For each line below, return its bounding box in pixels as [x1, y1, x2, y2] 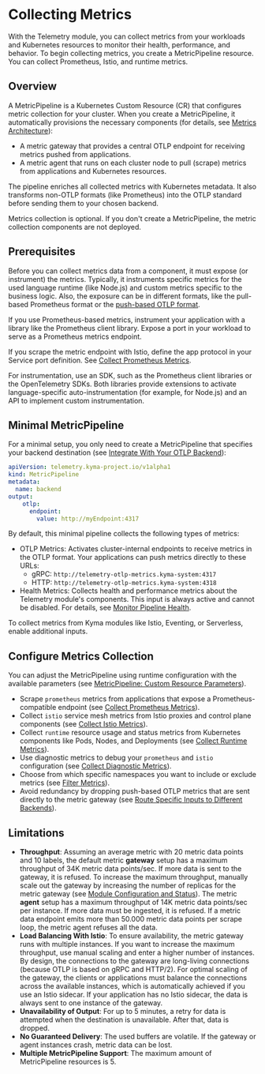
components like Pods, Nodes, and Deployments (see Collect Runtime [19, 736, 248, 745]
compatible [19, 703, 57, 712]
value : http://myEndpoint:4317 [36, 515, 140, 523]
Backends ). [19, 803, 57, 813]
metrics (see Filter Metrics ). [19, 778, 110, 787]
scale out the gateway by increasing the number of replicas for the [19, 881, 237, 890]
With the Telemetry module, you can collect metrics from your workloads [8, 32, 246, 41]
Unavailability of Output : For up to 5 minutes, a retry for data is [19, 1007, 226, 1016]
